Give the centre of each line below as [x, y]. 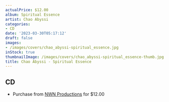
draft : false [19, 38]
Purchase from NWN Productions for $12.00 [58, 94]
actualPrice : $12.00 [27, 10]
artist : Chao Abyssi [27, 19]
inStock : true [20, 52]
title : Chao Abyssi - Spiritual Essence [49, 62]
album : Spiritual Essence [32, 15]
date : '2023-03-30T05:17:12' [36, 33]
